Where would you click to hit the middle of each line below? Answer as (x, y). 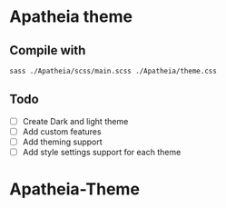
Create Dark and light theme (75, 121)
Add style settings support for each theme (102, 152)
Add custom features (62, 131)
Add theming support (62, 142)
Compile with (48, 50)
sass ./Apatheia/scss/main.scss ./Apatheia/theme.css (113, 71)
